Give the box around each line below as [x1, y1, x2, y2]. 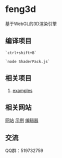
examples [12, 87, 32, 93]
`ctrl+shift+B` [5, 50, 37, 55]
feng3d [5, 3, 36, 15]
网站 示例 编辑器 [5, 117, 38, 123]
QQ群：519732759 [5, 147, 43, 153]
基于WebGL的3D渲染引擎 [5, 20, 57, 26]
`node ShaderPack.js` [5, 59, 50, 64]
